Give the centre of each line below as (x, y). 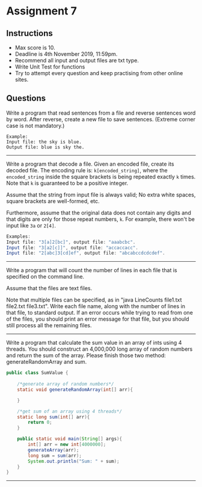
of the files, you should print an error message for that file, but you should (98, 319)
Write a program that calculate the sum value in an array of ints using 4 (94, 343)
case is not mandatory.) (35, 126)
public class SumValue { (37, 373)
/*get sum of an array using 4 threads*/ (69, 411)
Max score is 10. (35, 47)
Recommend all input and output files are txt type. (77, 60)
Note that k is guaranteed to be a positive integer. (67, 183)
